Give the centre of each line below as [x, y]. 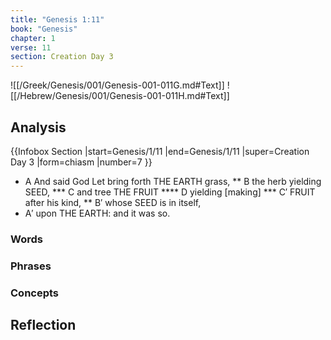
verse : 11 [31, 47]
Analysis [38, 127]
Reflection [43, 325]
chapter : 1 [33, 38]
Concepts [35, 293]
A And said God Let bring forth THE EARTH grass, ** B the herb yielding [173, 181]
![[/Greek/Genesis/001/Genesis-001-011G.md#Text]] [117, 85]
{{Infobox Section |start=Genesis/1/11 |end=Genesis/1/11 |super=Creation [160, 151]
